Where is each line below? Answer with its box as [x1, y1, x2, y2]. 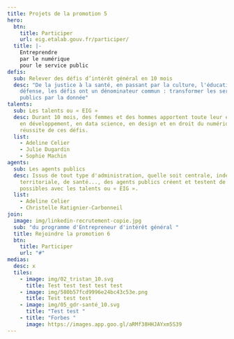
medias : [7, 256, 30, 263]
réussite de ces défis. [19, 127, 89, 134]
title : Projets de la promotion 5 [7, 10, 108, 17]
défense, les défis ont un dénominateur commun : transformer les [19, 88, 217, 95]
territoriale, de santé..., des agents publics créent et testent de [19, 178, 226, 185]
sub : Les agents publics [13, 165, 86, 173]
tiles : [13, 269, 33, 276]
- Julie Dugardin [19, 146, 70, 153]
